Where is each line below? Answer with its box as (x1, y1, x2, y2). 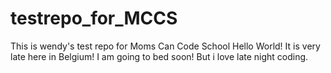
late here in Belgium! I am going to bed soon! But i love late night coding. (10, 50, 309, 62)
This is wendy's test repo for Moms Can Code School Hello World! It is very (10, 40, 321, 52)
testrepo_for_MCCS (10, 7, 178, 30)
